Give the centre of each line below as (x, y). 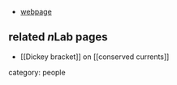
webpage (36, 12)
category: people (37, 72)
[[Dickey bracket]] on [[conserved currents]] (95, 57)
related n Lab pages (58, 37)
